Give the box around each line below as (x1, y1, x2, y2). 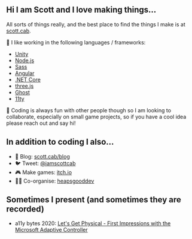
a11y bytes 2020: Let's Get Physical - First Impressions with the (14, 220, 171, 227)
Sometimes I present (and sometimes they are (6, 195, 181, 205)
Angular (14, 69, 35, 77)
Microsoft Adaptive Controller (14, 226, 88, 234)
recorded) (6, 204, 45, 214)
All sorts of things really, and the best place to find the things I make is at (6, 20, 185, 28)
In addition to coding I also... (6, 137, 114, 147)
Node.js (14, 56, 35, 64)
